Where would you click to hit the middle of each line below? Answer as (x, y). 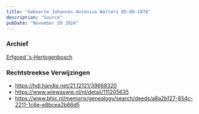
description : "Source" (34, 17)
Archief (17, 44)
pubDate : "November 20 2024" (42, 23)
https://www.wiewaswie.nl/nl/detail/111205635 (72, 92)
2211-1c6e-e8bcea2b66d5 (47, 104)
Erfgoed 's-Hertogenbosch (39, 57)
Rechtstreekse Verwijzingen (48, 73)
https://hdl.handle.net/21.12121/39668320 (66, 85)
